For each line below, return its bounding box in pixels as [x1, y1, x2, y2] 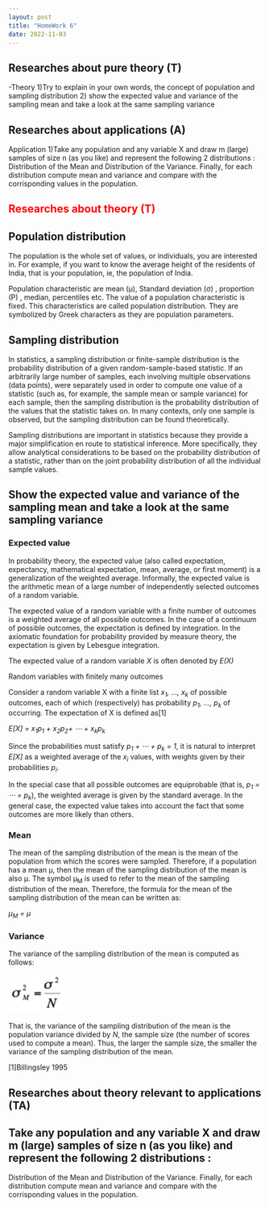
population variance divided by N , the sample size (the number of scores [8, 1030, 250, 1040]
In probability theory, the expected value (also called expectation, [8, 556, 226, 566]
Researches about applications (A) [8, 123, 186, 137]
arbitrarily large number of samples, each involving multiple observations [8, 372, 251, 381]
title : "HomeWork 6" [8, 21, 78, 30]
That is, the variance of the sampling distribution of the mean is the [8, 1021, 231, 1031]
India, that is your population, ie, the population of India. [8, 268, 193, 278]
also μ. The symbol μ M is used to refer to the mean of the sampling [8, 873, 230, 885]
